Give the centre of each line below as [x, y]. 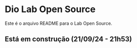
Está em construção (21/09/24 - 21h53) [68, 39]
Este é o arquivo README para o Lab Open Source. [59, 23]
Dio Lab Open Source [50, 9]
